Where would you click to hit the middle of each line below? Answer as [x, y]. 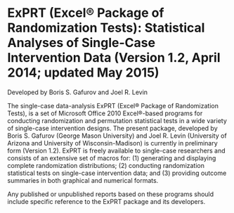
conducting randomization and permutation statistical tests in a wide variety [117, 120]
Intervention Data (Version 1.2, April [114, 58]
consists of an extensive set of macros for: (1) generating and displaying [112, 158]
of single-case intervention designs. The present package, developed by [112, 128]
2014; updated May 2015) [83, 73]
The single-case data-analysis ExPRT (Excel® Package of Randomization [113, 105]
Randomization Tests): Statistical [106, 28]
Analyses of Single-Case [82, 43]
